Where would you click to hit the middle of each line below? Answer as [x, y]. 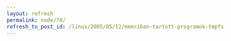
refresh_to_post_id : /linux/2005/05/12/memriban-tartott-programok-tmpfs [115, 26]
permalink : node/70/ [36, 20]
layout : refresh [30, 14]
